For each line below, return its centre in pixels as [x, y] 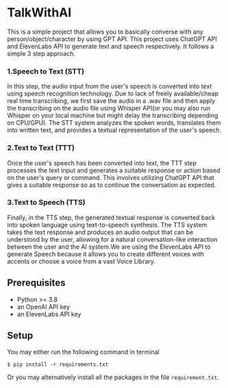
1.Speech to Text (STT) [46, 71]
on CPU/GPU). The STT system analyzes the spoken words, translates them [114, 123]
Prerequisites [36, 283]
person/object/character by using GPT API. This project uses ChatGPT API [112, 38]
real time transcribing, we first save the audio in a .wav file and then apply [111, 101]
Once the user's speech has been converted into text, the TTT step [102, 163]
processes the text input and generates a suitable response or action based [114, 170]
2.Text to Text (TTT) [41, 148]
